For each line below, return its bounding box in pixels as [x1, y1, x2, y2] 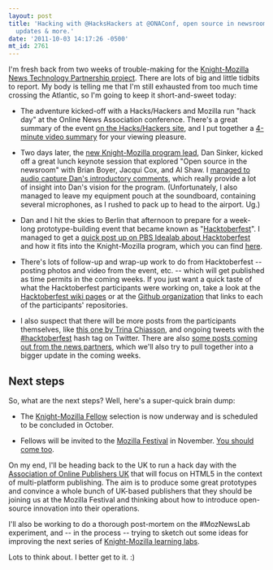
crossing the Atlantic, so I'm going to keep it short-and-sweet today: [8, 90, 237, 100]
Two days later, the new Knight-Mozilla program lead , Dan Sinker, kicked [19, 148, 263, 158]
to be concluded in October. [19, 420, 115, 429]
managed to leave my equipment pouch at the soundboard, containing [19, 191, 256, 201]
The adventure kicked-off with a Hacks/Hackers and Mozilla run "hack [19, 107, 256, 116]
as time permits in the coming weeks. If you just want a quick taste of [19, 274, 253, 285]
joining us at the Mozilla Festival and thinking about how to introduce [8, 494, 238, 504]
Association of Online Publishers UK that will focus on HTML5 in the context [8, 468, 262, 478]
